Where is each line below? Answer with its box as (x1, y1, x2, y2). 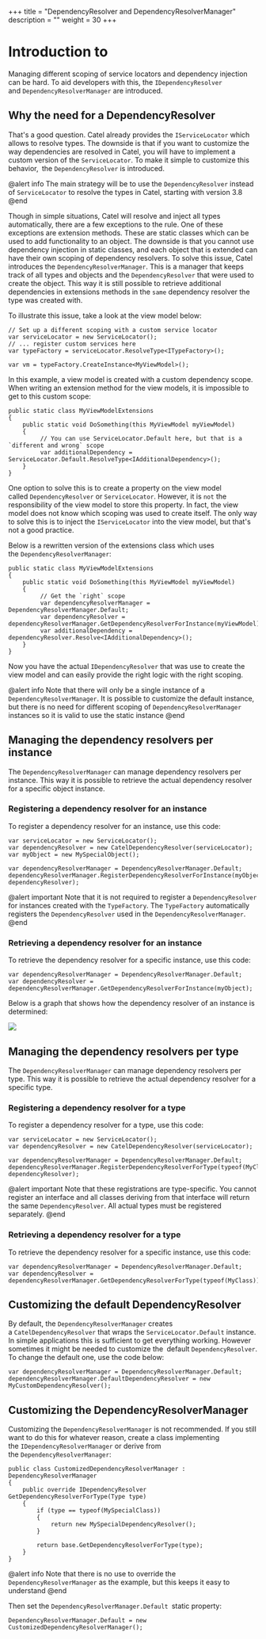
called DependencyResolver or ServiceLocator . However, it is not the (8, 491, 227, 501)
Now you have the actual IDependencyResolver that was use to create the (8, 661, 245, 670)
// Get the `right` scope (40, 592, 126, 600)
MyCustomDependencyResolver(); (8, 1382, 112, 1390)
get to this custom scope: (8, 392, 91, 401)
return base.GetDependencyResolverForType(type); (36, 1542, 203, 1549)
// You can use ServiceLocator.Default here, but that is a (40, 434, 243, 442)
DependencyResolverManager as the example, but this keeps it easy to (8, 1577, 230, 1587)
